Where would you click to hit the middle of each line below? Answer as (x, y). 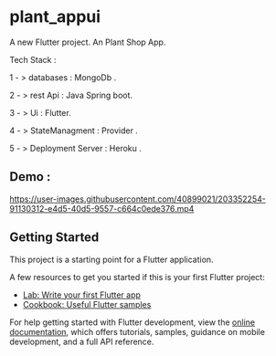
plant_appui (55, 17)
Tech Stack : (33, 59)
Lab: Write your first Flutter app (82, 295)
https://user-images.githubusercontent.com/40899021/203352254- (138, 199)
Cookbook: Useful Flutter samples (87, 304)
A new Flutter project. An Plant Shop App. (88, 42)
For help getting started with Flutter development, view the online (133, 322)
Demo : (30, 177)
